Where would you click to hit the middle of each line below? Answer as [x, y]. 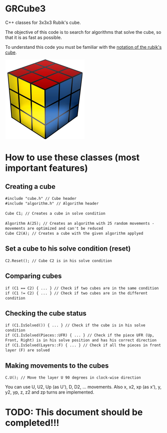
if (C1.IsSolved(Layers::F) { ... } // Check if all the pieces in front [83, 345]
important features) [46, 168]
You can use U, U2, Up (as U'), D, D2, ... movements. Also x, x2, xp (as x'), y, [83, 387]
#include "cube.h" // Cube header [41, 198]
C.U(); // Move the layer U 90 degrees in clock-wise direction [73, 378]
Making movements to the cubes [57, 365]
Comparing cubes [34, 276]
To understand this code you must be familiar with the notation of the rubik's [83, 47]
